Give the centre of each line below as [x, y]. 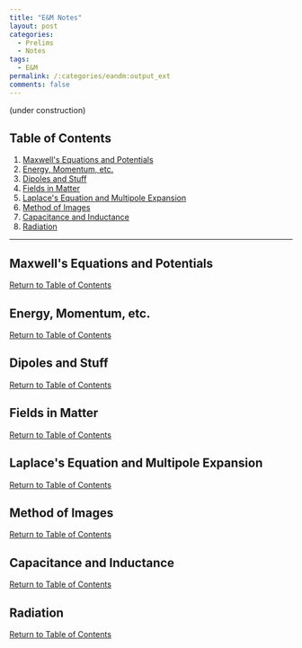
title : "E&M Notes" [46, 18]
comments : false [40, 84]
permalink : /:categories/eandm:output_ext [90, 76]
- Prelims [36, 43]
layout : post [34, 26]
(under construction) [48, 110]
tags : [19, 59]
